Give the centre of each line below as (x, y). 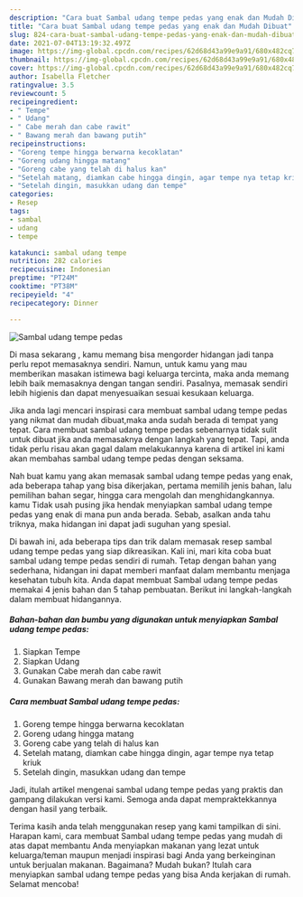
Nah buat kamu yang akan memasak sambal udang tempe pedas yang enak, (151, 476)
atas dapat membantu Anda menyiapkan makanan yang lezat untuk (134, 845)
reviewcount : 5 (38, 93)
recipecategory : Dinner (54, 303)
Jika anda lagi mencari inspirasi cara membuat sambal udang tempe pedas (148, 410)
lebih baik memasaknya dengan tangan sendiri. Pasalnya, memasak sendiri (149, 383)
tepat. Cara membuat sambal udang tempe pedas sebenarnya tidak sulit (143, 430)
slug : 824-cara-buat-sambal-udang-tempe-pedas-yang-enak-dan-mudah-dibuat (153, 34)
